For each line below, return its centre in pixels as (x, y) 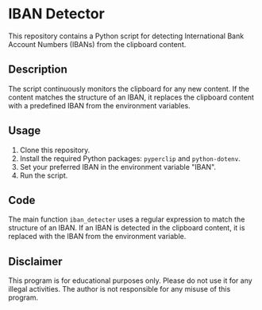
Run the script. (44, 175)
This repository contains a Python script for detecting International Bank (126, 36)
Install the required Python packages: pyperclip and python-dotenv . (130, 158)
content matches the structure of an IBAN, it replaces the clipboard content (131, 97)
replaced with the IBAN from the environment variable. (97, 237)
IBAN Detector (56, 14)
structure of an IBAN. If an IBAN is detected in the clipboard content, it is (127, 228)
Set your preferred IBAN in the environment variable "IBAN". (118, 167)
